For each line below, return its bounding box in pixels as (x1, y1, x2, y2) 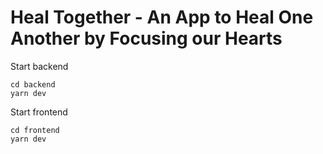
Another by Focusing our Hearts (10, 27, 283, 50)
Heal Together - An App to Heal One (10, 6, 314, 29)
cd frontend (10, 125, 60, 135)
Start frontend (10, 106, 68, 118)
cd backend (10, 79, 56, 90)
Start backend (10, 60, 69, 72)
